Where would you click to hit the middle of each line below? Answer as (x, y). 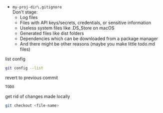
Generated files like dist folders (52, 33)
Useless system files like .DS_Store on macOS (67, 28)
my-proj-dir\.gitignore (37, 7)
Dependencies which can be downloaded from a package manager (89, 38)
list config (15, 59)
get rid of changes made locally (38, 96)
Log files (29, 17)
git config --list (24, 68)
